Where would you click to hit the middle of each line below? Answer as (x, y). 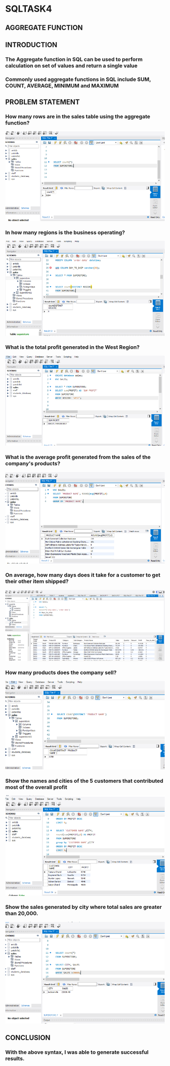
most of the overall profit (36, 787)
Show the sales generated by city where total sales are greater (83, 907)
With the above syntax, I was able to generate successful (77, 1052)
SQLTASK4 (29, 9)
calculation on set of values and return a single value (71, 66)
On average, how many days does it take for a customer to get (83, 575)
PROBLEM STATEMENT (42, 102)
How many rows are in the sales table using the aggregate (78, 116)
